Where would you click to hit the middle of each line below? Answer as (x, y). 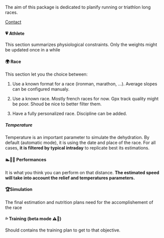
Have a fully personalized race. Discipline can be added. (70, 114)
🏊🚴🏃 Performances (26, 159)
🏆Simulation (19, 190)
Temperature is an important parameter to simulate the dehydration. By (77, 138)
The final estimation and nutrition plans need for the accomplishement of (79, 202)
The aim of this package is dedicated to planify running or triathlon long (78, 7)
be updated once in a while (33, 50)
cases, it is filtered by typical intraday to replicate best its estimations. (77, 148)
